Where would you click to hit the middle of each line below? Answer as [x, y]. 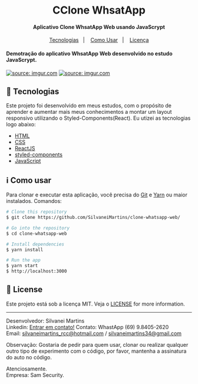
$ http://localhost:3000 [37, 271]
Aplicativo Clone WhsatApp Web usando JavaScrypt [99, 27]
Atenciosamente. [27, 369]
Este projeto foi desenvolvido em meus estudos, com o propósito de [89, 106]
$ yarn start [22, 266]
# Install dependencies [35, 244]
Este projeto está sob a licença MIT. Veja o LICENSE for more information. [95, 304]
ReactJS [25, 149]
